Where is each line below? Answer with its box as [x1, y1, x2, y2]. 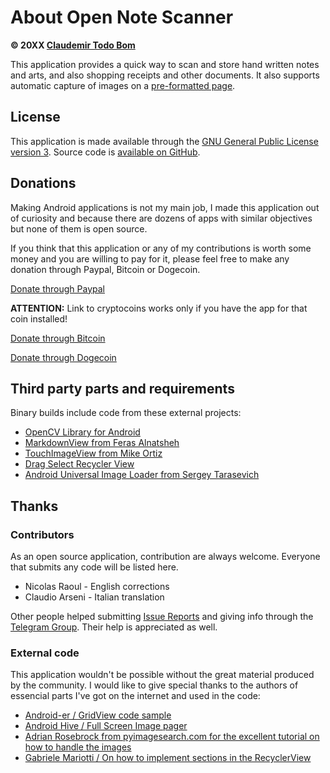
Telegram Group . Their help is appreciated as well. [10, 621, 218, 633]
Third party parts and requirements [10, 380, 235, 397]
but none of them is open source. [10, 222, 148, 235]
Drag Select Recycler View [24, 458, 135, 470]
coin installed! [10, 312, 68, 325]
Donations [10, 175, 77, 192]
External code [10, 646, 80, 660]
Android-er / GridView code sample [24, 709, 172, 721]
